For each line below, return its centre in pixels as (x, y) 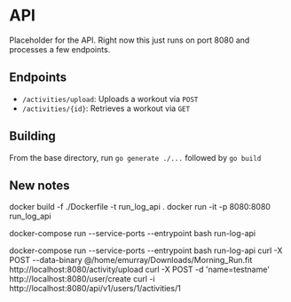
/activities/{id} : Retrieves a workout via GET (106, 108)
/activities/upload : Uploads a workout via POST (110, 99)
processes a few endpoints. (60, 49)
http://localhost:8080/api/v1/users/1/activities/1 (95, 289)
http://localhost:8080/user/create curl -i (82, 279)
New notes (39, 185)
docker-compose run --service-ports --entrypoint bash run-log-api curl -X (146, 250)
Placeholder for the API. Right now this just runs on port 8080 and (130, 40)
